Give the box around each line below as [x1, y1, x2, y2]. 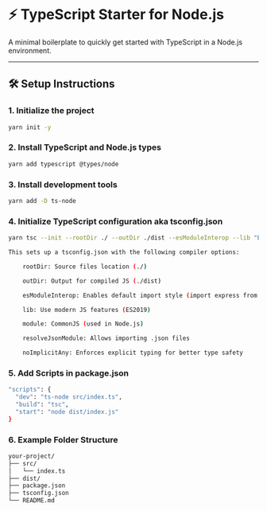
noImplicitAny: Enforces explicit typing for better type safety [22, 349, 244, 357]
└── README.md [8, 497, 56, 505]
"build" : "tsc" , [15, 400, 69, 409]
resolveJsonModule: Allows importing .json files [22, 334, 191, 342]
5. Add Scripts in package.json [8, 367, 130, 378]
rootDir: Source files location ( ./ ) [22, 263, 148, 271]
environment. [8, 45, 52, 55]
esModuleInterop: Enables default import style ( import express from [22, 291, 258, 299]
